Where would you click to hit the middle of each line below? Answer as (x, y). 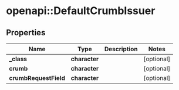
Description (121, 49)
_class (18, 59)
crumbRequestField (37, 78)
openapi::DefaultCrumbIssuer (81, 11)
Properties (26, 33)
